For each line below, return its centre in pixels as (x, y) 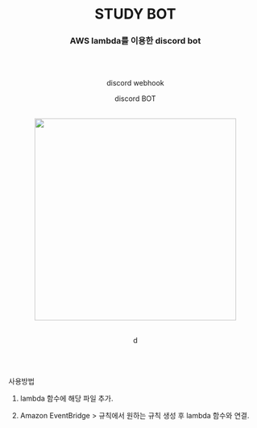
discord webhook (135, 83)
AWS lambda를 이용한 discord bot (135, 41)
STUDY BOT (135, 14)
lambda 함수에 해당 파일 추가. (67, 399)
